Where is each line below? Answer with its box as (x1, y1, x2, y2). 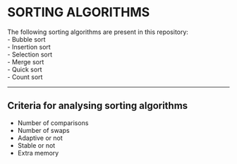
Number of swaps (17, 126, 71, 134)
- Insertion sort (7, 42, 51, 51)
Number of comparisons (17, 118, 89, 127)
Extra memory (17, 148, 59, 157)
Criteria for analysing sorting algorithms (7, 100, 188, 112)
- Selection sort (7, 50, 53, 59)
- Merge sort (7, 57, 44, 66)
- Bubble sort (7, 35, 46, 43)
